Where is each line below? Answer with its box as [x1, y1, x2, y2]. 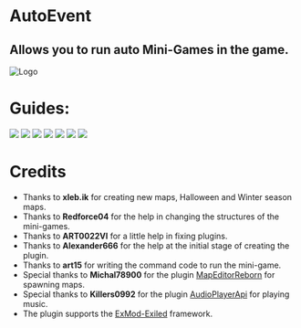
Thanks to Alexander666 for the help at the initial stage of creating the [22, 239, 290, 251]
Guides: [9, 98, 70, 119]
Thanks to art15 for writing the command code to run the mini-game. [22, 259, 282, 270]
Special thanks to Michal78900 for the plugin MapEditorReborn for [22, 269, 275, 280]
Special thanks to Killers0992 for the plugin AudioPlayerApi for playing [22, 289, 290, 300]
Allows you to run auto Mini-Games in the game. [9, 42, 289, 58]
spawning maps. [22, 279, 85, 290]
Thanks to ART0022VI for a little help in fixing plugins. [22, 230, 228, 241]
